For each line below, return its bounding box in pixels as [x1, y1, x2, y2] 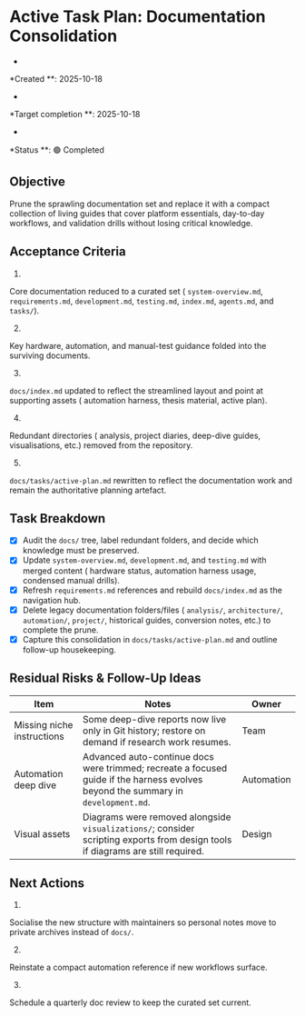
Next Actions [9, 875, 84, 891]
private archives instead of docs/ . [9, 927, 134, 938]
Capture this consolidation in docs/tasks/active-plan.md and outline [22, 633, 278, 644]
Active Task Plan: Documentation [9, 6, 266, 27]
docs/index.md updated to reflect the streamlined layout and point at [9, 384, 263, 396]
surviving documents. [9, 350, 91, 361]
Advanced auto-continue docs [83, 750, 215, 763]
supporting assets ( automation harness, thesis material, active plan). [9, 394, 268, 405]
